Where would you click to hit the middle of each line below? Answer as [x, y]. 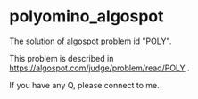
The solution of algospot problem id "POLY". [91, 41]
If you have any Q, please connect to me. [84, 85]
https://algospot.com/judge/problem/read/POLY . [99, 68]
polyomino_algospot [87, 16]
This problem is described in [62, 58]
